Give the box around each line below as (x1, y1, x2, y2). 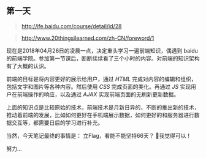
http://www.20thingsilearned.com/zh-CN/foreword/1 (21, 34, 154, 42)
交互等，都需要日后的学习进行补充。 (11, 119, 103, 126)
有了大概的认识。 (6, 62, 50, 69)
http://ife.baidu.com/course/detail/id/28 (21, 22, 122, 29)
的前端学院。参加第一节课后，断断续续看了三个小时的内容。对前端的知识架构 (6, 55, 200, 62)
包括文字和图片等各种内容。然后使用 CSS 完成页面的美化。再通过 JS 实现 (6, 83, 191, 90)
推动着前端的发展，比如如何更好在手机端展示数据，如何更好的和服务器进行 (6, 111, 194, 118)
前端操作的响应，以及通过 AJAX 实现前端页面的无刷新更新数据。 (17, 91, 180, 98)
